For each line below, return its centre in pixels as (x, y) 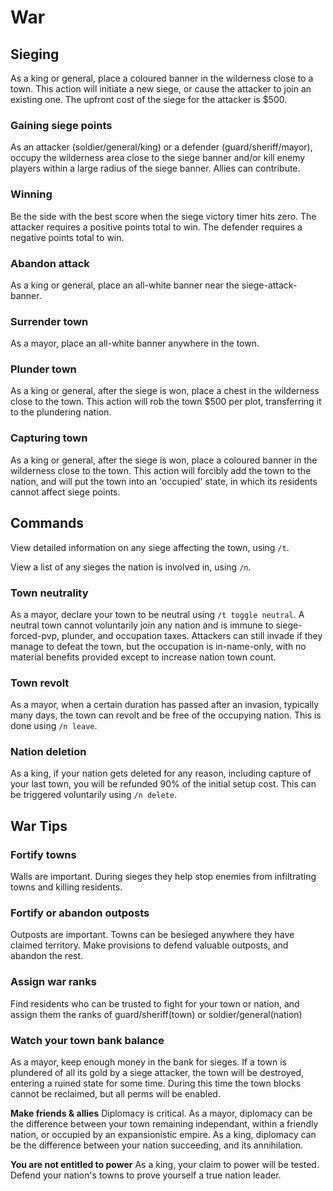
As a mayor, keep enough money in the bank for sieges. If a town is (148, 1062)
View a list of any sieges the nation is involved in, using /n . (131, 567)
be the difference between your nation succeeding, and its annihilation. (157, 1145)
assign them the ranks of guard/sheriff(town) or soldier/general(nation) (156, 1014)
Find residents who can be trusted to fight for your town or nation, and (155, 1003)
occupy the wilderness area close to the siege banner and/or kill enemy (158, 158)
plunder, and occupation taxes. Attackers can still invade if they (192, 635)
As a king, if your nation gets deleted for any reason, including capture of (161, 773)
